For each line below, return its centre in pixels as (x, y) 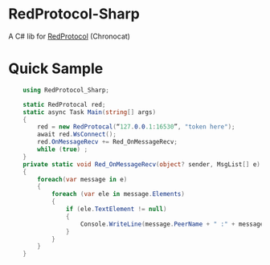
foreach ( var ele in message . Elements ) (118, 194)
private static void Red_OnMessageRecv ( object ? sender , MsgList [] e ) (142, 164)
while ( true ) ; (63, 149)
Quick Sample (56, 69)
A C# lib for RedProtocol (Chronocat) (70, 36)
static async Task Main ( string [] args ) (90, 112)
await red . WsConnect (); (77, 135)
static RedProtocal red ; (64, 104)
